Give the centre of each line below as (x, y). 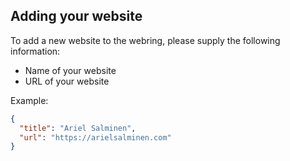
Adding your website (76, 16)
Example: (29, 100)
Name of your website (70, 70)
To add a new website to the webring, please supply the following (145, 40)
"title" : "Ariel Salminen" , (78, 128)
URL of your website (67, 81)
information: (35, 51)
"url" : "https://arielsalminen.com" (95, 137)
